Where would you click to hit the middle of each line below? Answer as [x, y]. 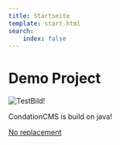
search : [21, 31]
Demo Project [55, 79]
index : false [45, 38]
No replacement [35, 132]
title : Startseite [39, 16]
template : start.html [45, 23]
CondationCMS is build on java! [60, 117]
